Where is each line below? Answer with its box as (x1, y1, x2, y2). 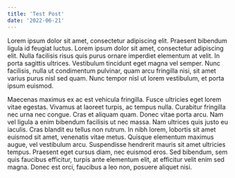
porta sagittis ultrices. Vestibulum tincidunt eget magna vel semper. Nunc (7, 59, 221, 67)
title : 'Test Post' (7, 10, 65, 18)
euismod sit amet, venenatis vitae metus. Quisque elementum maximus (7, 132, 214, 141)
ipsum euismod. (7, 81, 54, 90)
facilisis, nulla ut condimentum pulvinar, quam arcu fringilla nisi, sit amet (7, 66, 217, 75)
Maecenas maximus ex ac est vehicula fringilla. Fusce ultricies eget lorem (7, 95, 222, 103)
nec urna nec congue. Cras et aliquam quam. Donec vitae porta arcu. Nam (7, 110, 224, 119)
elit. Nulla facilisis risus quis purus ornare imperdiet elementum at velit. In (7, 51, 220, 60)
